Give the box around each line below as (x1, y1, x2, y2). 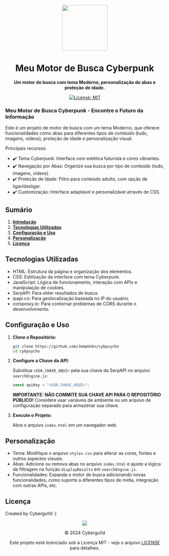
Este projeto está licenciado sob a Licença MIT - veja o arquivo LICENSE (9, 539, 160, 545)
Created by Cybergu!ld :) (5, 510, 57, 517)
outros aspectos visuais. (12, 455, 64, 461)
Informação (5, 113, 34, 120)
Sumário (5, 205, 33, 214)
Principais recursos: (5, 146, 47, 152)
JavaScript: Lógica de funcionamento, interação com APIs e (12, 279, 138, 285)
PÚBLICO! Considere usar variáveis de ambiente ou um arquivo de (12, 397, 151, 403)
